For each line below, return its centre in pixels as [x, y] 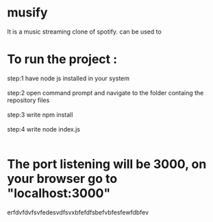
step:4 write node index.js [44, 129]
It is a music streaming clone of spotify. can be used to [85, 32]
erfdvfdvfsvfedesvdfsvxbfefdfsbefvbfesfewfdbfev [78, 212]
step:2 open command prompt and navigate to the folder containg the [105, 92]
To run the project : [62, 59]
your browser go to [62, 179]
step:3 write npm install [40, 114]
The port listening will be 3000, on [107, 164]
